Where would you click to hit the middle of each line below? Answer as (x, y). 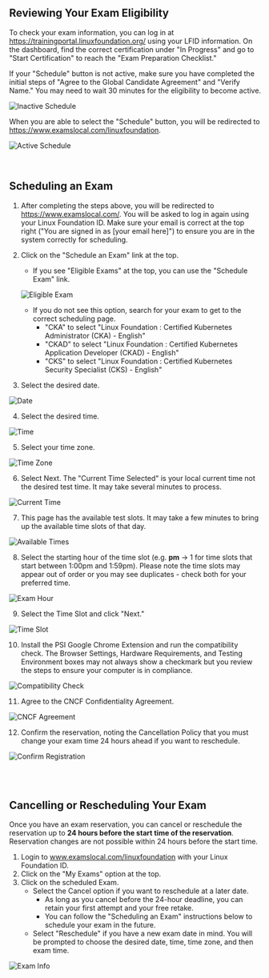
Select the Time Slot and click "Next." (82, 613)
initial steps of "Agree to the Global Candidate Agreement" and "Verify (125, 82)
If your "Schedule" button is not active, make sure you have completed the (132, 73)
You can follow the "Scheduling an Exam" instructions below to (149, 916)
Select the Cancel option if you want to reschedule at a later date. (141, 891)
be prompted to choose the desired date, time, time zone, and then (143, 942)
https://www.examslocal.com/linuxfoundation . (85, 130)
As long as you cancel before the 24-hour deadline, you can (144, 900)
